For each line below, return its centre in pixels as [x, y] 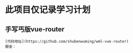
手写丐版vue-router [35, 29]
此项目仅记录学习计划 [48, 10]
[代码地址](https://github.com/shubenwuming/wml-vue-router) [67, 41]
